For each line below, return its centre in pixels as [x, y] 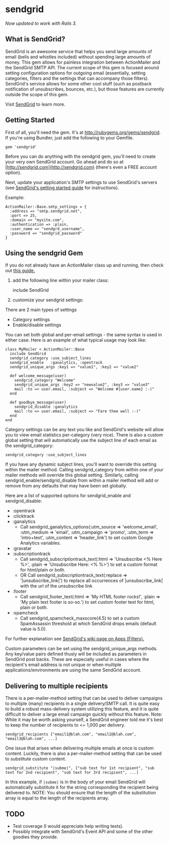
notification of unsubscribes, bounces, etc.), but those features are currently [85, 89]
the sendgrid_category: [30, 446]
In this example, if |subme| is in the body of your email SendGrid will [75, 782]
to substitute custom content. [36, 759]
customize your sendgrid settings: [48, 300]
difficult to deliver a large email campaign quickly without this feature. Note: [84, 715]
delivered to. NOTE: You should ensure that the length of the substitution [81, 793]
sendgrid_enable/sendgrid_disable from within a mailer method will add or [82, 480]
